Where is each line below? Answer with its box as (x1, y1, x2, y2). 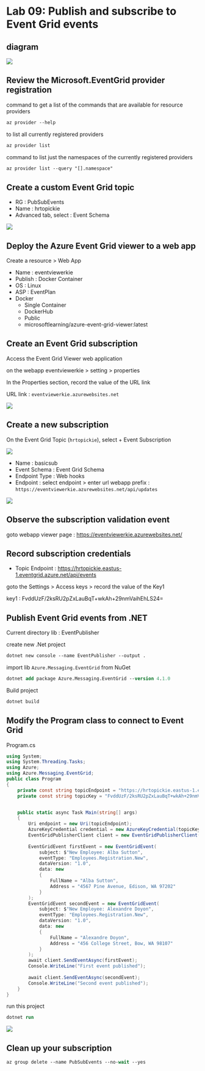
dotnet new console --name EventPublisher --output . (6, 653, 146, 659)
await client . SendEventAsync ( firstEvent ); (28, 957, 138, 964)
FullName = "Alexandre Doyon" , (49, 934, 130, 941)
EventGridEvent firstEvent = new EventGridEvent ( (28, 843, 157, 849)
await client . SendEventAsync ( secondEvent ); (28, 974, 140, 980)
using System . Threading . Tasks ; (6, 759, 86, 765)
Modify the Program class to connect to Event (6, 715, 184, 726)
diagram (6, 42, 39, 52)
